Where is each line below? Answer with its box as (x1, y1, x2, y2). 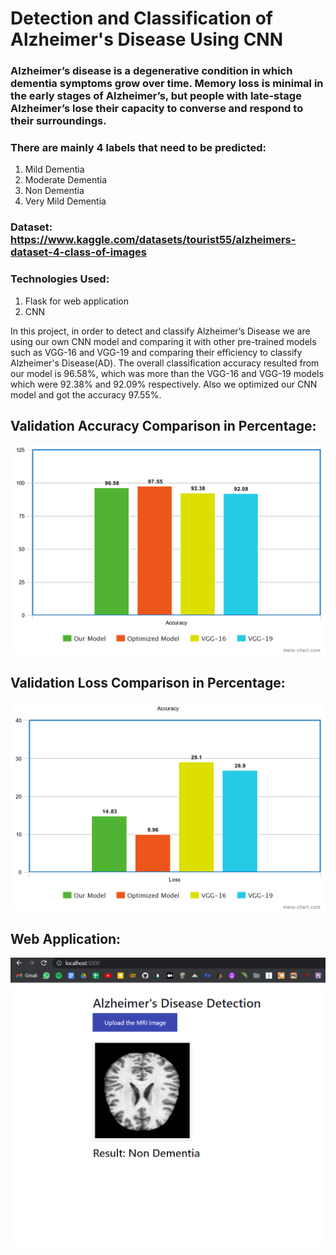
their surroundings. (10, 114, 107, 128)
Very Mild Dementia (24, 195, 107, 207)
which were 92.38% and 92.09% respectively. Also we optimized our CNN (10, 378, 318, 390)
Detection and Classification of (10, 7, 273, 30)
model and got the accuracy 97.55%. (10, 388, 162, 401)
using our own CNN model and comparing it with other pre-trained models (10, 335, 317, 347)
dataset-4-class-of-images (10, 245, 147, 259)
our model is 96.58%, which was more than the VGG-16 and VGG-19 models (10, 367, 324, 379)
